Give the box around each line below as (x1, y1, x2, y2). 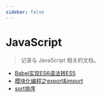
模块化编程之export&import (14, 77, 84, 85)
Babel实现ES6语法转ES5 (14, 69, 76, 77)
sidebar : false (5, 9, 45, 15)
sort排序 (14, 85, 36, 92)
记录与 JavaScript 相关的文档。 (20, 56, 99, 64)
